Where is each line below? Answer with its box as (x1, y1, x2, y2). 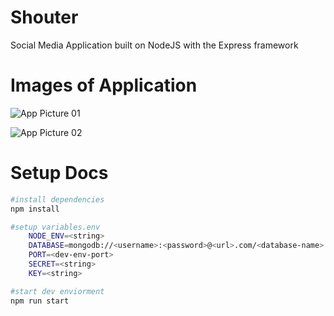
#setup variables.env (10, 222, 101, 232)
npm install (10, 204, 60, 214)
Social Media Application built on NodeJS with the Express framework (10, 39, 299, 51)
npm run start (10, 296, 70, 306)
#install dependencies (10, 194, 105, 205)
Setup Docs (10, 162, 109, 185)
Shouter (10, 6, 79, 29)
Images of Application (10, 74, 198, 97)
